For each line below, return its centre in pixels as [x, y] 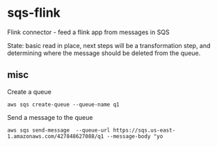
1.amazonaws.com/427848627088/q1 [56, 136]
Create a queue [30, 91]
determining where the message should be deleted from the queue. [104, 53]
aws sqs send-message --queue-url [59, 130]
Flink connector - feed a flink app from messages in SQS [88, 32]
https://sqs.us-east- [144, 130]
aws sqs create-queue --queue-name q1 [63, 105]
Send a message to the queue [50, 117]
